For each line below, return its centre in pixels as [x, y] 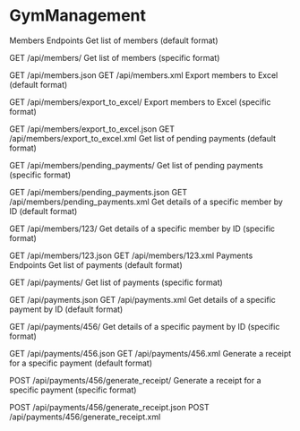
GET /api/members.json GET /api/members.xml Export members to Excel [144, 75]
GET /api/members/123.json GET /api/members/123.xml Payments [131, 255]
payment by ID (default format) [66, 309]
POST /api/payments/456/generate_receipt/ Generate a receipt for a [135, 380]
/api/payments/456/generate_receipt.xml [85, 417]
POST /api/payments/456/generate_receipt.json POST [110, 407]
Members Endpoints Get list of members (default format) [114, 40]
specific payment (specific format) [73, 390]
